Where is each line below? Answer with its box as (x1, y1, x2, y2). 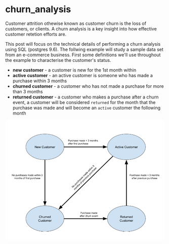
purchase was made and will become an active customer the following (12, 104, 161, 111)
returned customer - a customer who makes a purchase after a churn (12, 94, 159, 100)
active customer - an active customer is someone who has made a (12, 72, 153, 78)
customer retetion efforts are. (5, 31, 67, 37)
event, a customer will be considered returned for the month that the (12, 99, 156, 105)
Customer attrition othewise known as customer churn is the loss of (5, 20, 147, 26)
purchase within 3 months (12, 78, 67, 84)
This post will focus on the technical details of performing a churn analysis (5, 41, 161, 47)
